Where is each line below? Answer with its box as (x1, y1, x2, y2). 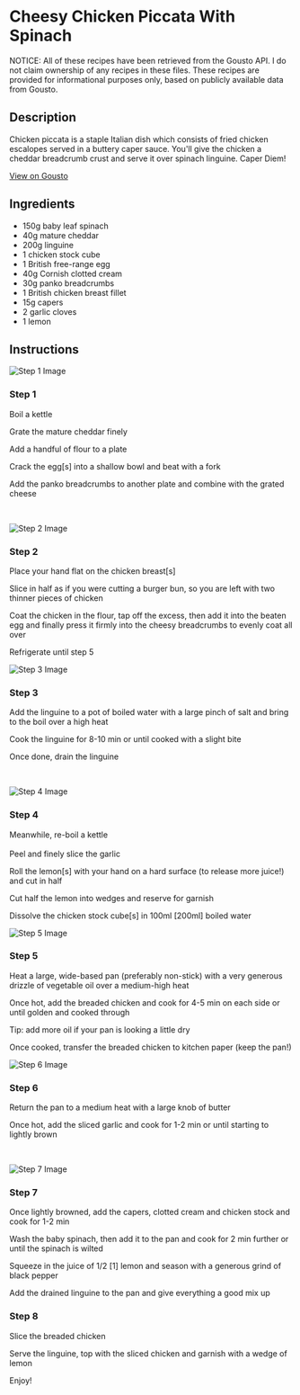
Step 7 (9, 1186, 38, 1199)
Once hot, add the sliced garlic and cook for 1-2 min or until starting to (9, 1120, 269, 1131)
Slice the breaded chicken (9, 1330, 106, 1341)
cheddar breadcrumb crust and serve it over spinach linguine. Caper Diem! (9, 153, 287, 164)
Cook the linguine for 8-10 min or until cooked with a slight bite (9, 734, 242, 745)
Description (9, 110, 76, 125)
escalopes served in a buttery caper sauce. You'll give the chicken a (9, 143, 262, 154)
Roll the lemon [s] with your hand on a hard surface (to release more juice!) (9, 865, 285, 876)
